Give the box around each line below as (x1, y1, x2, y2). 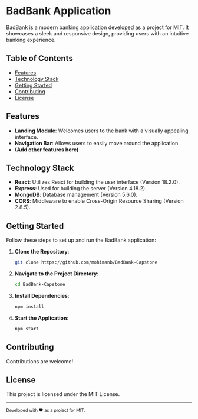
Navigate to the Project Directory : (14, 270, 99, 277)
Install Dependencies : (14, 292, 70, 299)
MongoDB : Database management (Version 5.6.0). (14, 191, 138, 199)
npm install (14, 303, 44, 310)
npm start (14, 326, 39, 332)
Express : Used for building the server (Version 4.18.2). (14, 185, 147, 192)
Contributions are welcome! (6, 358, 74, 365)
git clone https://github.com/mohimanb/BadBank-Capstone (14, 259, 158, 265)
